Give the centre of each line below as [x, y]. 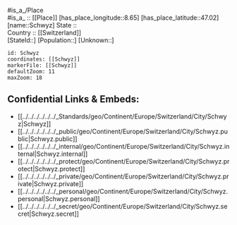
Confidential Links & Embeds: [73, 99]
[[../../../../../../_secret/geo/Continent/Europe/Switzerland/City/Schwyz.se [122, 206]
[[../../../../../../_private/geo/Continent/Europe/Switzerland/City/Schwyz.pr [123, 176]
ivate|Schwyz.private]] [50, 183]
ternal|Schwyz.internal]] [53, 154]
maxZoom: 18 [25, 78]
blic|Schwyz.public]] [47, 139]
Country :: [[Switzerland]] [44, 32]
